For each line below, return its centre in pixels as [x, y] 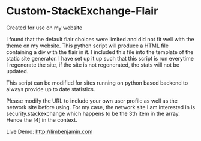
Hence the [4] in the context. [42, 120]
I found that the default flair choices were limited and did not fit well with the [100, 39]
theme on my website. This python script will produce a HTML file [88, 46]
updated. [17, 71]
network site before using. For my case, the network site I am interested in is [101, 107]
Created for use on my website [44, 28]
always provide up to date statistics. [51, 89]
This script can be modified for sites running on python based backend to [97, 83]
